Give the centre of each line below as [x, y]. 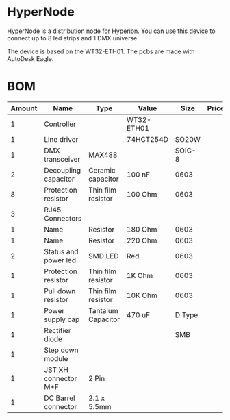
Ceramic [102, 170]
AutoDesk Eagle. [30, 58]
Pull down [60, 291]
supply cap [62, 319]
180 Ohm [142, 229]
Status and [61, 251]
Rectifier [57, 330]
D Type [187, 314]
